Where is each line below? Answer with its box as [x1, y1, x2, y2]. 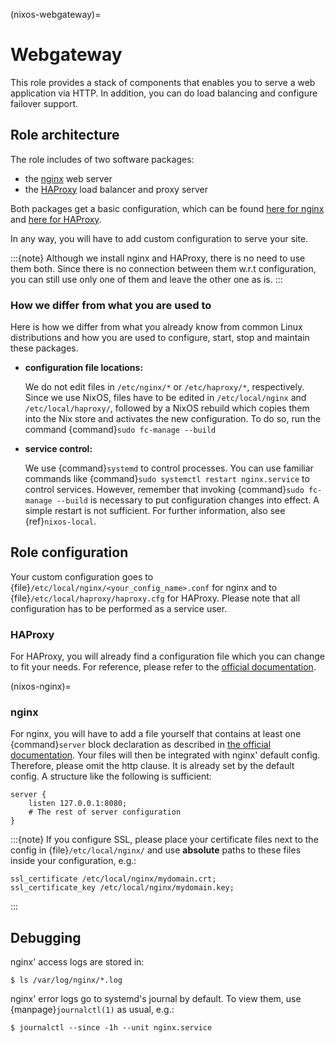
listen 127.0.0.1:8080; [28, 799, 128, 809]
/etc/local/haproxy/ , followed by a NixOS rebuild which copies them [24, 402, 310, 414]
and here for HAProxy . [10, 213, 102, 225]
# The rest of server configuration [28, 807, 182, 818]
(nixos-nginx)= [10, 680, 72, 693]
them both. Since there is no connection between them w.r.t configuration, [10, 262, 317, 274]
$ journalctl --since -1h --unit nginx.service [10, 1023, 213, 1033]
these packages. [10, 342, 79, 354]
